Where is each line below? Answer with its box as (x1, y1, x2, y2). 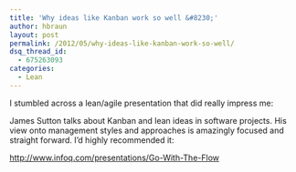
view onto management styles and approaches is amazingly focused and (9, 125, 285, 136)
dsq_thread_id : (9, 47, 68, 56)
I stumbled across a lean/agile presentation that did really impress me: (9, 97, 274, 108)
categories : (9, 65, 55, 74)
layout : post (9, 30, 59, 39)
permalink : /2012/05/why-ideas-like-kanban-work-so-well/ (9, 38, 235, 48)
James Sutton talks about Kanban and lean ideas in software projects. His (9, 115, 288, 126)
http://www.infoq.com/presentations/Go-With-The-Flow (9, 152, 220, 163)
